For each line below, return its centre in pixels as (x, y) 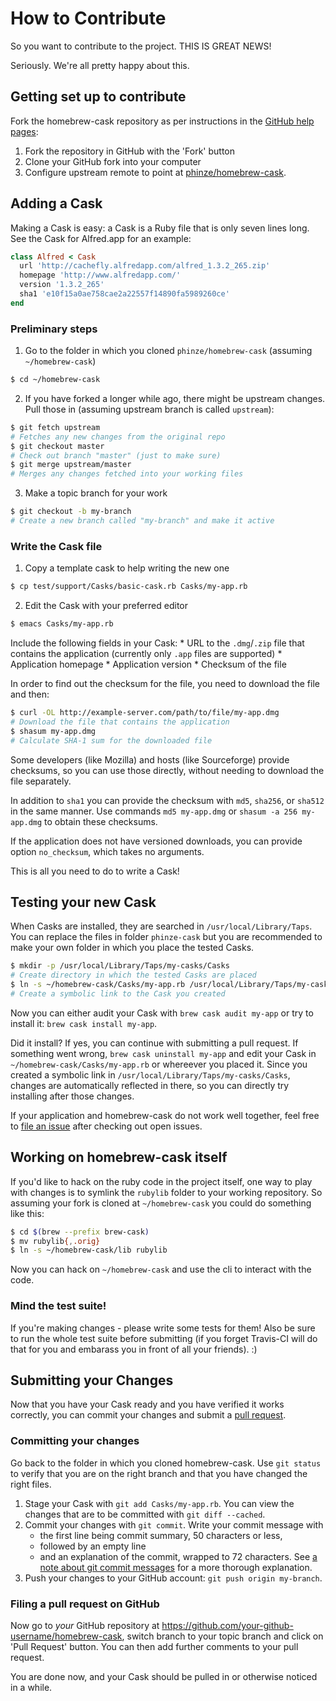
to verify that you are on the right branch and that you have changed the (159, 1473)
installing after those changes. (72, 1096)
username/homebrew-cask (66, 1636)
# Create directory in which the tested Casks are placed (133, 975)
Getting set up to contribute (98, 97)
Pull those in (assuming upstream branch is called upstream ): (149, 409)
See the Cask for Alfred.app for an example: (101, 238)
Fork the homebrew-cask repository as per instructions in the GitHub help (162, 121)
